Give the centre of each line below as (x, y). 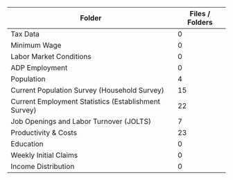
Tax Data (25, 34)
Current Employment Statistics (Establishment (86, 101)
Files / (200, 13)
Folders (200, 22)
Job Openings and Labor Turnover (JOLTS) (81, 121)
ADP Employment (39, 67)
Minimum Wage (36, 45)
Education (27, 144)
